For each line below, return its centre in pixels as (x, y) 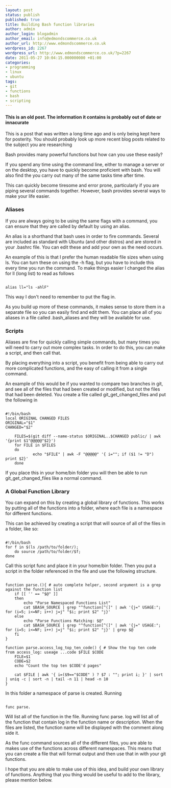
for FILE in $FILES (35, 446)
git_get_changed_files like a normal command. (54, 478)
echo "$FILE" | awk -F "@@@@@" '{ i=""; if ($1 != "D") (93, 454)
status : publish (22, 15)
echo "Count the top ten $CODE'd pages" (58, 666)
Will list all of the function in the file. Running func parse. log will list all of (82, 717)
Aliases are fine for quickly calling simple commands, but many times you (82, 342)
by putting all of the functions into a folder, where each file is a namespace (84, 508)
